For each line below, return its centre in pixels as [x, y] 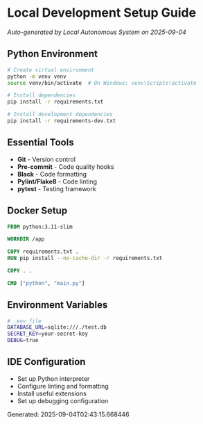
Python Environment [53, 54]
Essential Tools [41, 143]
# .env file [24, 321]
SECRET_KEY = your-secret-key [48, 334]
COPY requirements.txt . [43, 252]
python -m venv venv [37, 76]
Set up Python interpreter [53, 378]
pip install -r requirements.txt [55, 102]
